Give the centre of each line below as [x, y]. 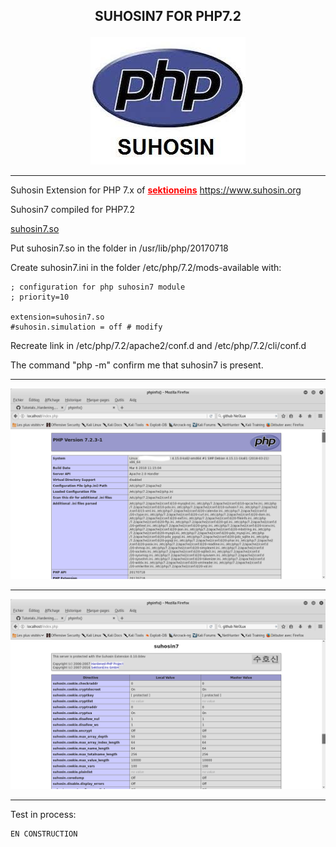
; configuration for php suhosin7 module [98, 287]
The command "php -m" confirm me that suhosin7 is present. [137, 365]
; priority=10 [40, 297]
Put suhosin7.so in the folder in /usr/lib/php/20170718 [119, 248]
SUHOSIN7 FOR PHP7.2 [168, 16]
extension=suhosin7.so [57, 317]
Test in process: [43, 814]
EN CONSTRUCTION [44, 834]
